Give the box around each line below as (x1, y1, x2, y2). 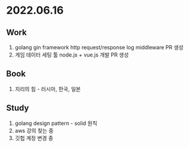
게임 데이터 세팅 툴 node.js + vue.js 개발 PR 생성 (14, 51, 129, 58)
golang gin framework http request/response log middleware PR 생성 (14, 44, 184, 51)
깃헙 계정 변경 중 (14, 135, 54, 142)
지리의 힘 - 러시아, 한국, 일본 (14, 85, 81, 92)
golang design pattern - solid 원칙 (14, 120, 97, 127)
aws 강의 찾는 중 (14, 127, 54, 134)
